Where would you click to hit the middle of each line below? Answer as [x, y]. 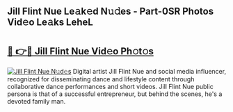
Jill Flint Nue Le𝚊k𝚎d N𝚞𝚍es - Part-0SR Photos [111, 11]
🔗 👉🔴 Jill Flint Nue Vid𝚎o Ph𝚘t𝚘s [81, 51]
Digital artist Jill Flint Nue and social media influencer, [150, 71]
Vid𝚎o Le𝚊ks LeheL [50, 23]
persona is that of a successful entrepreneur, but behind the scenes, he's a [115, 94]
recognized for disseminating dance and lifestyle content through [101, 79]
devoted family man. [37, 101]
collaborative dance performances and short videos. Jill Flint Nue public [110, 87]
